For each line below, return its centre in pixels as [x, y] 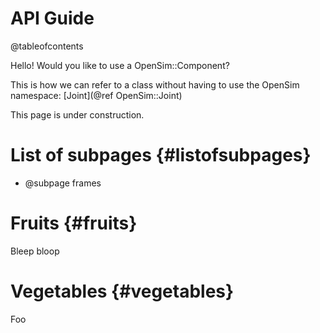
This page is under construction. [77, 114]
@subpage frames [63, 183]
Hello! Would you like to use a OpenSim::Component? [120, 65]
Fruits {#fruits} [74, 223]
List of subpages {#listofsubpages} [161, 155]
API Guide [52, 18]
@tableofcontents [47, 46]
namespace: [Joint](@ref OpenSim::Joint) [96, 95]
